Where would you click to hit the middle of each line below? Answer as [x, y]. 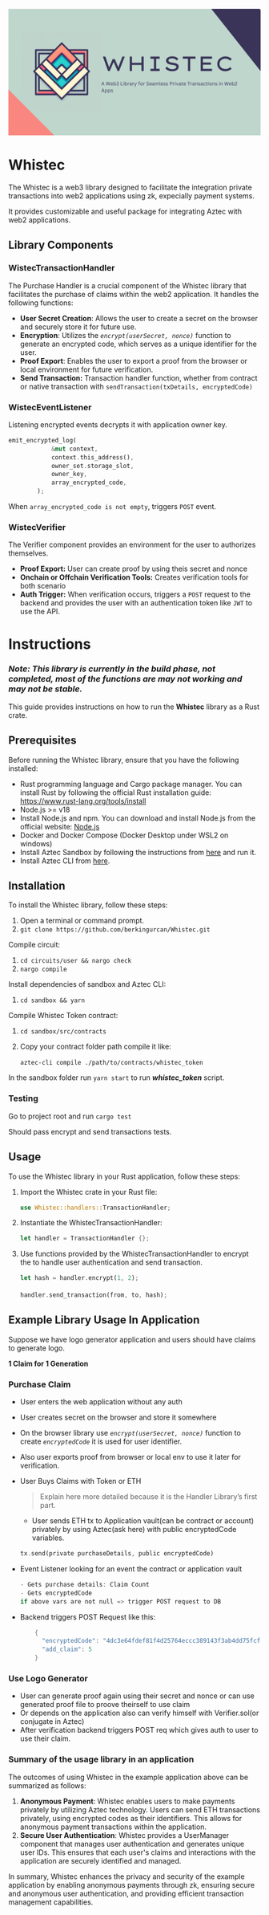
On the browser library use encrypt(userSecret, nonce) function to [130, 1433]
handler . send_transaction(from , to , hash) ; [94, 1295]
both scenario [43, 586]
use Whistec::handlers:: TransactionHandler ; [95, 1208]
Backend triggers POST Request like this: [88, 1617]
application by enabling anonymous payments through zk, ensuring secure [131, 1884]
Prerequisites [42, 741]
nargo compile [43, 970]
